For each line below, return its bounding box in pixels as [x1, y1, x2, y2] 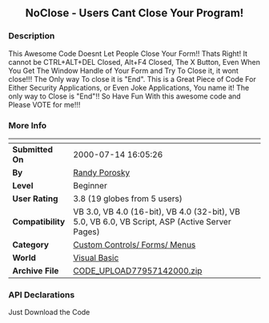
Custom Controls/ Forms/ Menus [73, 239, 196, 250]
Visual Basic [73, 252, 119, 263]
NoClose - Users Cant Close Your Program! [25, 6, 244, 20]
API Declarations [8, 289, 75, 300]
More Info [8, 119, 47, 131]
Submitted [12, 143, 54, 155]
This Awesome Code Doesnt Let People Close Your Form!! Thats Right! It [8, 48, 248, 59]
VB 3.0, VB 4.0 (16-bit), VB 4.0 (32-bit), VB [73, 206, 240, 217]
